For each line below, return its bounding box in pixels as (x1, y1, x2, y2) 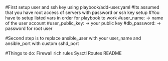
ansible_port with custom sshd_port (5, 40, 79, 46)
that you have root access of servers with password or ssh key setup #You (5, 9, 159, 15)
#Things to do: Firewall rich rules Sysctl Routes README (5, 50, 122, 56)
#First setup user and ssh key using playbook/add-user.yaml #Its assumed (5, 4, 159, 10)
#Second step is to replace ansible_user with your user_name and (5, 35, 141, 41)
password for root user (5, 25, 53, 31)
